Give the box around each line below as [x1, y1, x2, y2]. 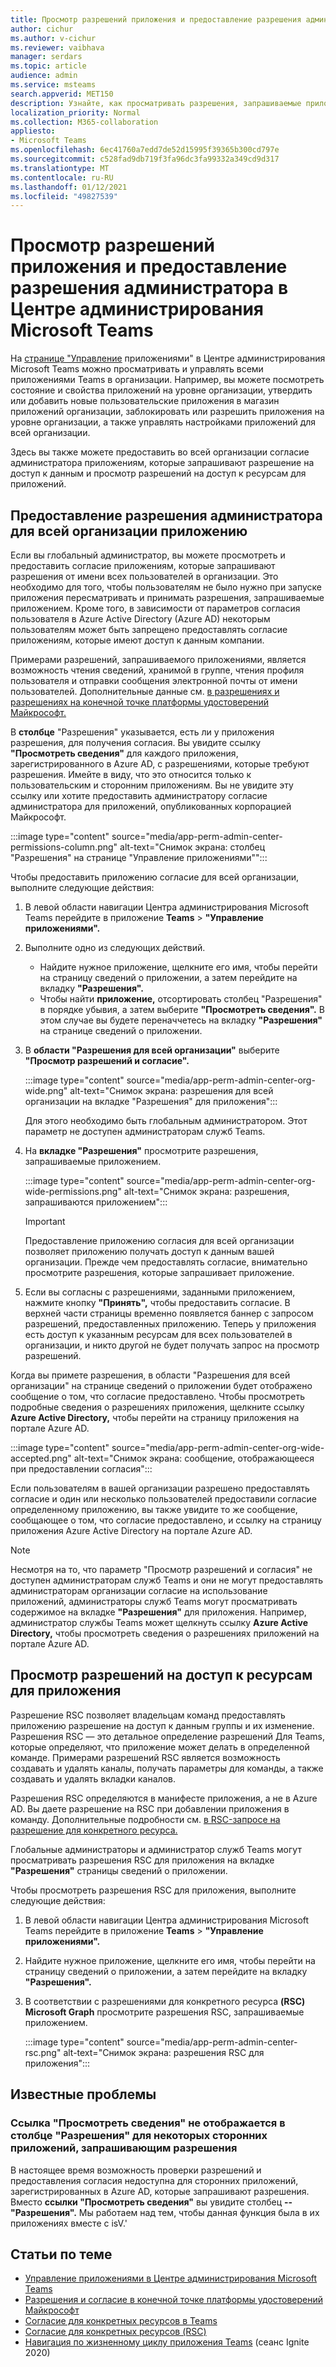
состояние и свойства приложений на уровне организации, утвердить [10, 384, 313, 396]
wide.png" [24, 1085, 68, 1096]
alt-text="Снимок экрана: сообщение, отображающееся [73, 1452, 315, 1464]
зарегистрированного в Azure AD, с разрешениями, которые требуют [10, 758, 310, 770]
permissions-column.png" [10, 841, 118, 853]
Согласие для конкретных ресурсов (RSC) [24, 2326, 207, 2338]
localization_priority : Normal [10, 107, 141, 118]
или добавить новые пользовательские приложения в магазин [10, 395, 280, 407]
